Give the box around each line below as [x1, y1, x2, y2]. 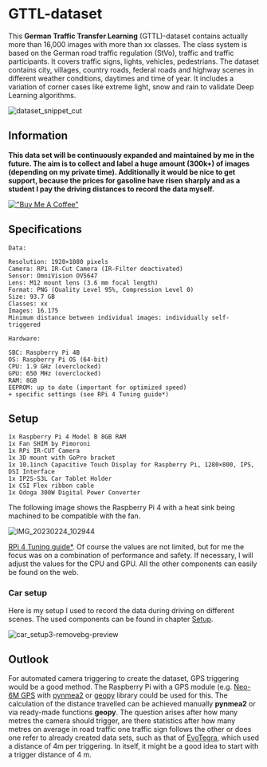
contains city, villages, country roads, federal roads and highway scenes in [8, 65, 254, 74]
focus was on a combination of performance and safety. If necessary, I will [8, 551, 253, 560]
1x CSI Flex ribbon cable [8, 482, 94, 490]
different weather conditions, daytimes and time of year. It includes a [8, 73, 234, 83]
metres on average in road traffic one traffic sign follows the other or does [8, 725, 252, 734]
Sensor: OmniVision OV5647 [8, 272, 98, 280]
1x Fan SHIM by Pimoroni [8, 440, 91, 448]
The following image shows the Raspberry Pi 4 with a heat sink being [8, 503, 235, 513]
